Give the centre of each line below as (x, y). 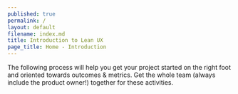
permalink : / (27, 21)
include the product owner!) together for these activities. (90, 82)
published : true (31, 14)
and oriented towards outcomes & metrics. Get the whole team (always (112, 75)
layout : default (31, 27)
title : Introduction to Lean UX (55, 41)
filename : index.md (36, 34)
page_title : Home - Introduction (57, 47)
